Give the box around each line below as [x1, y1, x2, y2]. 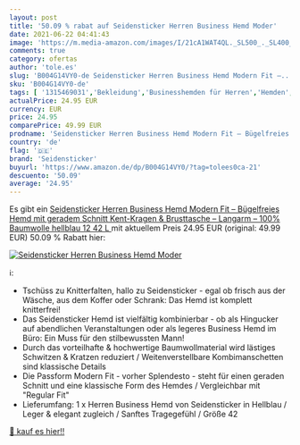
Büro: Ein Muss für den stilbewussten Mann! [21, 332, 185, 344]
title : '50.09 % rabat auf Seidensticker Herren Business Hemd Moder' [9, 21, 278, 30]
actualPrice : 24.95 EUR [9, 96, 98, 105]
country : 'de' [9, 138, 62, 147]
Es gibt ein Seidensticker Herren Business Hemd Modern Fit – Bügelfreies [9, 204, 279, 214]
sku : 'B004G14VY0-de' [9, 80, 90, 88]
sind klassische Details [21, 361, 107, 372]
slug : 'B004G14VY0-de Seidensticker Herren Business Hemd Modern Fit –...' [9, 71, 297, 80]
